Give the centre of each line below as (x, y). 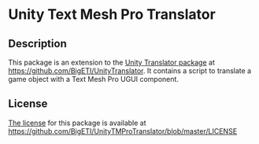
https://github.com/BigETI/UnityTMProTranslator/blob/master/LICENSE (123, 131)
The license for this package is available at (78, 123)
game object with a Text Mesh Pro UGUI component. (94, 79)
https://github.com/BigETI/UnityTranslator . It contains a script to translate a (130, 71)
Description (37, 44)
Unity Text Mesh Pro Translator (112, 15)
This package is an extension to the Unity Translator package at (111, 62)
